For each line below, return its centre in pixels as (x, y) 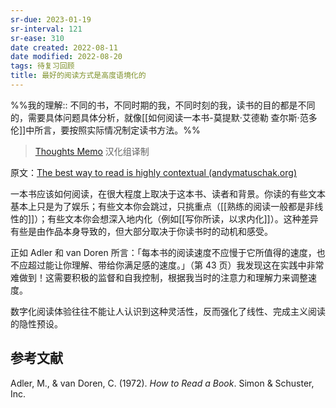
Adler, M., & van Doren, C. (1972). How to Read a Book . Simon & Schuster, (162, 383)
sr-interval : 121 (46, 29)
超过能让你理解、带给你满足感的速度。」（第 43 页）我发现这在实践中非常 (176, 265)
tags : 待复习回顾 (42, 66)
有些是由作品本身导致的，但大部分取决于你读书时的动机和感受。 (141, 231)
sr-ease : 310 (37, 38)
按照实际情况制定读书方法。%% (135, 130)
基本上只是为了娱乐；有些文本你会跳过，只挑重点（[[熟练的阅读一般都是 (158, 206)
